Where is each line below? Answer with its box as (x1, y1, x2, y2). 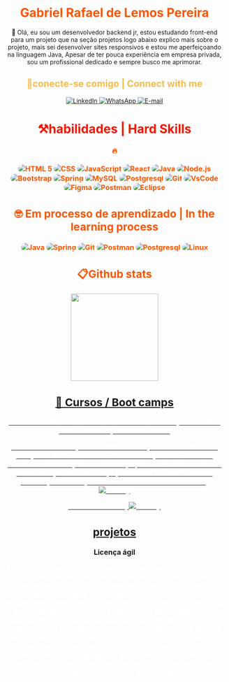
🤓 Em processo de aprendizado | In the (14, 206, 215, 221)
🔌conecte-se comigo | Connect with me (26, 78, 203, 90)
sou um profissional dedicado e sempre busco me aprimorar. (27, 57, 202, 66)
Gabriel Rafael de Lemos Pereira (20, 5, 209, 21)
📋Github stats (77, 267, 152, 281)
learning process (70, 219, 159, 233)
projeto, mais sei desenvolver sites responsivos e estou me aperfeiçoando (7, 43, 222, 51)
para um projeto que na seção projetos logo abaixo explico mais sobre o (10, 35, 219, 43)
